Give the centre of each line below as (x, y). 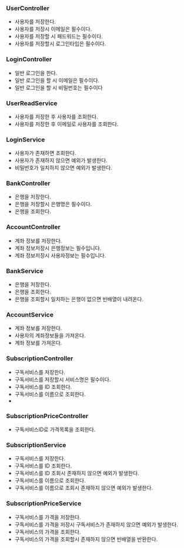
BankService (25, 271)
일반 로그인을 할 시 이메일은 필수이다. (57, 80)
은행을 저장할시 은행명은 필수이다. (53, 204)
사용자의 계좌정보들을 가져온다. (50, 335)
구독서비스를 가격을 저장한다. (48, 517)
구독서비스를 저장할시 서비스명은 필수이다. (63, 379)
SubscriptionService (36, 445)
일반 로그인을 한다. (36, 73)
